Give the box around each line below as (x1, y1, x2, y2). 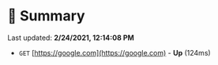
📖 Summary (7, 7, 85, 25)
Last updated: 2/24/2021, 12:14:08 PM (7, 33, 135, 42)
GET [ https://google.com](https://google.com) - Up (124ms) (18, 48, 211, 57)
